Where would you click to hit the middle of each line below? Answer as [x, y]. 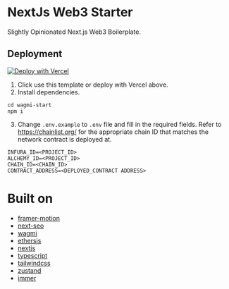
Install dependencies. [49, 92]
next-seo [31, 226]
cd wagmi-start [30, 105]
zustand [29, 270]
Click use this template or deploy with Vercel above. [93, 85]
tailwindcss [34, 263]
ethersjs [29, 240]
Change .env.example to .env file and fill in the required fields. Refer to [119, 124]
